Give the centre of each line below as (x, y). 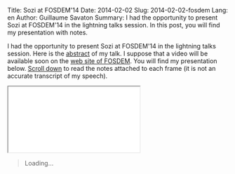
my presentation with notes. (47, 32)
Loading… (39, 163)
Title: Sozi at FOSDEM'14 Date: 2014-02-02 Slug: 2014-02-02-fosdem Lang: (117, 10)
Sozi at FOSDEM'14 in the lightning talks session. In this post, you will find (114, 25)
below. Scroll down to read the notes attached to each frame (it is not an (112, 68)
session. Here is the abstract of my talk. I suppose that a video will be (108, 53)
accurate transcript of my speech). (58, 76)
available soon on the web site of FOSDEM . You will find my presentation (112, 61)
